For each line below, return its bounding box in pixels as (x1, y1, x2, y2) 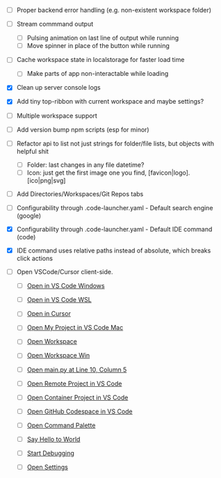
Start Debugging (26, 449, 74, 457)
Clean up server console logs (16, 83, 101, 92)
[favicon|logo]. (148, 168, 190, 177)
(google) (16, 212, 42, 220)
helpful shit (16, 147, 49, 155)
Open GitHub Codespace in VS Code (26, 407, 133, 415)
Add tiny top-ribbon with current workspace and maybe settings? (16, 97, 204, 106)
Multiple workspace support (16, 111, 98, 120)
